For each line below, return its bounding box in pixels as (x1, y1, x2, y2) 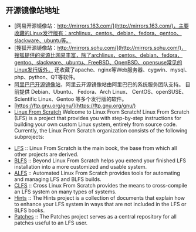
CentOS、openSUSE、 (131, 88, 187, 95)
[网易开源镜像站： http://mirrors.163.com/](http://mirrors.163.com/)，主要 (13, 22, 189, 29)
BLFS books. (13, 207, 45, 214)
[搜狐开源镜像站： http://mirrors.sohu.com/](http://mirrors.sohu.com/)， (13, 44, 187, 51)
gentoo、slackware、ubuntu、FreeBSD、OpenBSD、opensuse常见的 (13, 59, 183, 66)
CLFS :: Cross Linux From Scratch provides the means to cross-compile (13, 182, 187, 189)
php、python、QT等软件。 (13, 73, 79, 80)
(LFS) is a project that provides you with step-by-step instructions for (13, 114, 181, 121)
